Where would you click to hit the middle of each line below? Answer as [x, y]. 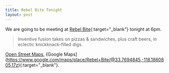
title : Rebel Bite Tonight [34, 10]
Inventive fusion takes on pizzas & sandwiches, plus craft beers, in [87, 39]
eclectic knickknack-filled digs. [50, 44]
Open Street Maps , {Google [34, 54]
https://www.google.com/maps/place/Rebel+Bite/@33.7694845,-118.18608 [85, 59]
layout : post [19, 15]
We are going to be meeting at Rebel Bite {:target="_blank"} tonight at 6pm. [83, 29]
